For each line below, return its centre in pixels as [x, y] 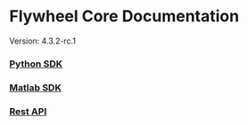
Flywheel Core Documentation [124, 16]
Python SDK [36, 64]
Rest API [28, 111]
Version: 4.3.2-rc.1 [42, 41]
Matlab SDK [36, 88]
